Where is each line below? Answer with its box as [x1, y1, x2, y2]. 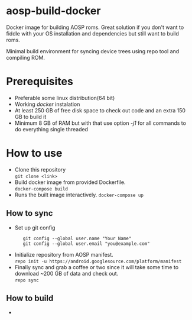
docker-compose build [14, 186, 68, 192]
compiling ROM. [6, 54, 45, 61]
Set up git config [14, 224, 56, 231]
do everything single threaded [14, 125, 89, 132]
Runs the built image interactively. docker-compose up [14, 191, 144, 198]
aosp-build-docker [6, 4, 101, 18]
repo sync [14, 277, 40, 283]
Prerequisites [6, 75, 74, 88]
